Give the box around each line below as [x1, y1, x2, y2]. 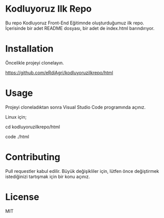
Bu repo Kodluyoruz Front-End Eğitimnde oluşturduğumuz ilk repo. [5, 20, 145, 26]
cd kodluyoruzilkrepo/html [5, 124, 60, 130]
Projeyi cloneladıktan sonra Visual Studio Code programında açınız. [5, 104, 146, 110]
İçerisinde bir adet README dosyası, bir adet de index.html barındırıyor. [5, 25, 155, 31]
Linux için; [5, 114, 27, 120]
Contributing [5, 152, 60, 163]
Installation [5, 43, 54, 55]
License [5, 191, 40, 203]
